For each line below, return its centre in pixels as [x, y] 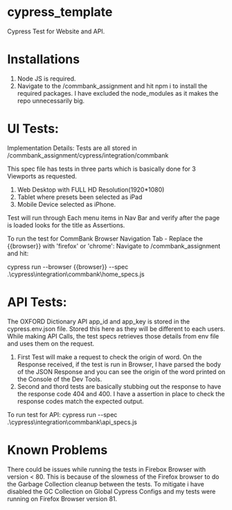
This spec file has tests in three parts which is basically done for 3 [101, 169]
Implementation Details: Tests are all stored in [72, 148]
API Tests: [37, 302]
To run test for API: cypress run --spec [62, 414]
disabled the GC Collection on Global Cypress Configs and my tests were [111, 491]
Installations [44, 59]
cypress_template [60, 12]
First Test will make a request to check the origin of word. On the [109, 357]
